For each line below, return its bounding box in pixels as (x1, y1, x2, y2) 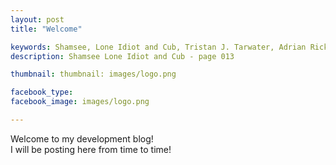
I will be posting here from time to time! (10, 143, 172, 155)
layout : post (10, 14, 65, 25)
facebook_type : (10, 87, 74, 98)
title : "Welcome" (10, 24, 83, 34)
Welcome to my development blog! (10, 132, 154, 145)
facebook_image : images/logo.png (10, 97, 150, 107)
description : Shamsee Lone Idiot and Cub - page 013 (10, 51, 235, 61)
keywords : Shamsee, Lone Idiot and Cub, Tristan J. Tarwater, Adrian (10, 42, 307, 52)
